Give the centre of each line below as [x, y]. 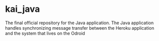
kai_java [23, 9]
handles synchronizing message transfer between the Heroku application [80, 28]
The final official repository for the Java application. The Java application [79, 23]
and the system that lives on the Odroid [45, 33]
